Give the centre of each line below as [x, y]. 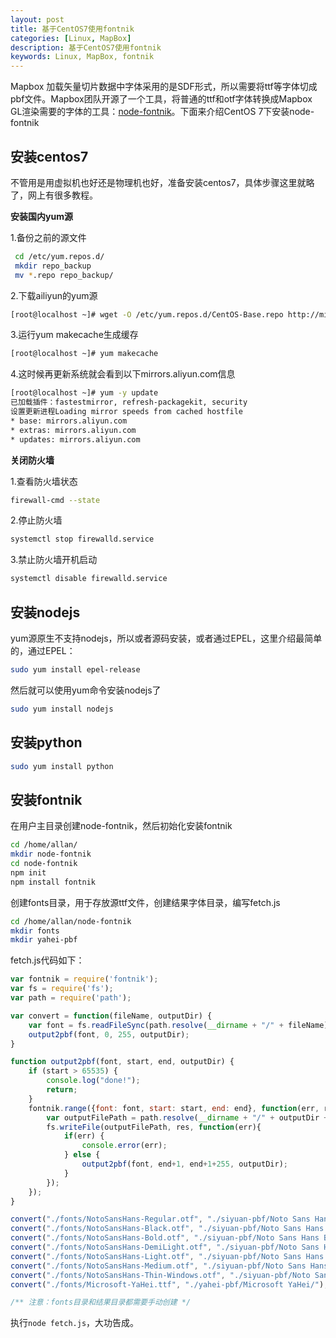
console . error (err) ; [124, 1146]
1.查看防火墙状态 [44, 481]
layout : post [37, 19]
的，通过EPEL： [43, 650]
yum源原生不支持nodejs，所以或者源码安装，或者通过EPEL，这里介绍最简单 [166, 638]
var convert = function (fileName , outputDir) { [111, 1016]
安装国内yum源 [41, 216]
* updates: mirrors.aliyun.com [75, 439]
